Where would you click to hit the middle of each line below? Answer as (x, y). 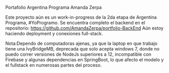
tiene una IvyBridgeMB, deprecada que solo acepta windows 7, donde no (82, 49)
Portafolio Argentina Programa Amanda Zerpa (54, 7)
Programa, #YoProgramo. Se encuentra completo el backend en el (75, 23)
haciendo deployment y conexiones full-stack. (54, 33)
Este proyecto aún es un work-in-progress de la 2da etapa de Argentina (81, 17)
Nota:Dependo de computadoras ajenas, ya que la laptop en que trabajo (81, 43)
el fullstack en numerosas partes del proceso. (54, 65)
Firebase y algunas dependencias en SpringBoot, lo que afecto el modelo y (84, 60)
